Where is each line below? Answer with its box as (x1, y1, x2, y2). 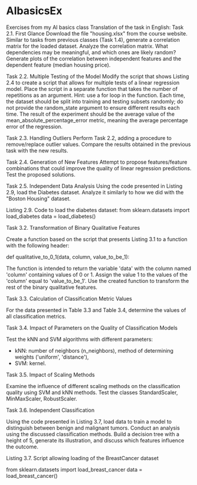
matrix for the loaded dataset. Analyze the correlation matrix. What (6, 43, 168, 50)
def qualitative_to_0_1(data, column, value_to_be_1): (6, 253, 130, 261)
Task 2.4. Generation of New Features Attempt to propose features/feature (6, 158, 188, 165)
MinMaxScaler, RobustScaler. (6, 395, 78, 402)
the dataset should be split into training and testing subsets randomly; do (6, 97, 184, 105)
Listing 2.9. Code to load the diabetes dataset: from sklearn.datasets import (6, 206, 190, 213)
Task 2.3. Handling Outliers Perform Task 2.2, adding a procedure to (6, 134, 172, 141)
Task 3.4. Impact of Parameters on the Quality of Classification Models (6, 324, 178, 331)
